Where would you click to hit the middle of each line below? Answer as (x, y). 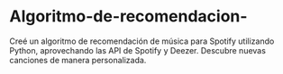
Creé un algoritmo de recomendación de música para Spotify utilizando (142, 41)
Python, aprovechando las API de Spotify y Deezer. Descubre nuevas (137, 50)
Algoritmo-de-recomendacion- (128, 16)
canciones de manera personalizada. (78, 60)
